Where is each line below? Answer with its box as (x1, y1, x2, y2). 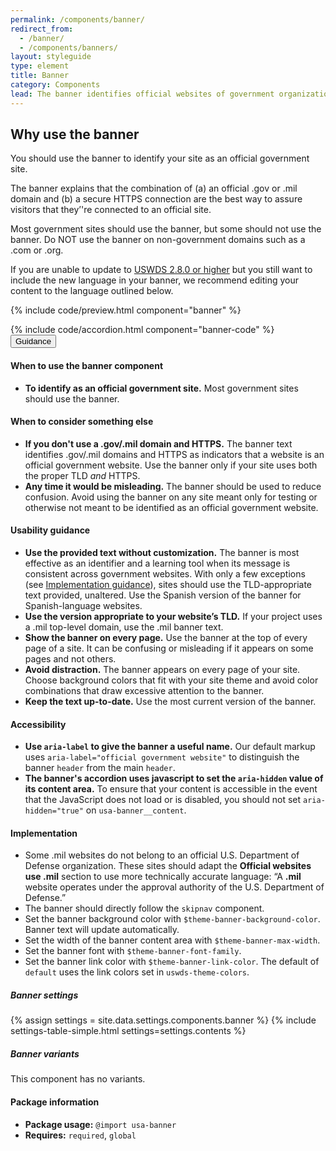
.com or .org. (10, 244, 64, 256)
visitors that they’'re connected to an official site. (10, 204, 212, 216)
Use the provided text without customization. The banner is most (24, 547, 300, 559)
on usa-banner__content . (85, 804, 187, 816)
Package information (10, 1096, 100, 1108)
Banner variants (10, 1048, 80, 1060)
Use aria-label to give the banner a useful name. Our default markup (24, 741, 316, 753)
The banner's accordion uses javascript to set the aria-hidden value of (24, 772, 324, 785)
